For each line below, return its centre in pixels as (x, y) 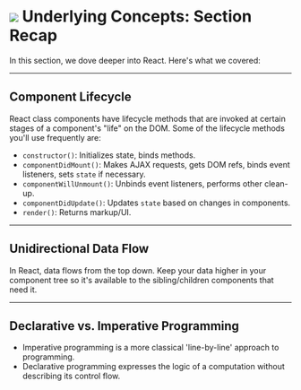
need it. (23, 290)
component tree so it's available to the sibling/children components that (142, 280)
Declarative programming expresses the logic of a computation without (153, 367)
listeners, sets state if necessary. (84, 174)
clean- (276, 183)
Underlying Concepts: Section (137, 17)
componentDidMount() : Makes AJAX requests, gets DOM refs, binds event (156, 164)
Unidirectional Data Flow (79, 249)
